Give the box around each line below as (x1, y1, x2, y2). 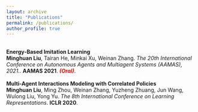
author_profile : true (6, 25, 61, 32)
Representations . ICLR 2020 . (6, 99, 78, 107)
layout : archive (6, 8, 47, 15)
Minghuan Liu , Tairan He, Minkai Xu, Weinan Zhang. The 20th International (6, 55, 192, 62)
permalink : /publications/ (6, 20, 74, 26)
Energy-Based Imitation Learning (6, 49, 91, 56)
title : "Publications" (6, 14, 63, 20)
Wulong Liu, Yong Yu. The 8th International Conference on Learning (6, 93, 175, 100)
